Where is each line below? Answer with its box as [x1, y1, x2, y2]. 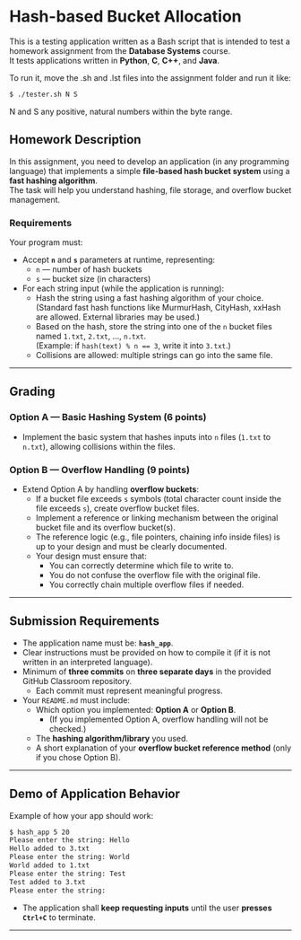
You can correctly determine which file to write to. [48, 559, 235, 571]
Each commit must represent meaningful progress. [35, 685, 224, 696]
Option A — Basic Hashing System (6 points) [9, 411, 208, 424]
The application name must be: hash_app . [21, 637, 174, 648]
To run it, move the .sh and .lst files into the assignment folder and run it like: [9, 72, 291, 83]
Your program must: [9, 236, 83, 248]
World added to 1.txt [9, 861, 90, 870]
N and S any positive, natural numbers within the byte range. [9, 106, 233, 117]
